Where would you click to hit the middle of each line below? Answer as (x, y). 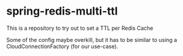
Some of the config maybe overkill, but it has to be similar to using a (92, 40)
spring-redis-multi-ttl (62, 11)
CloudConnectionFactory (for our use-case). (62, 46)
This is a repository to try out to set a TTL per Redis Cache (80, 28)
